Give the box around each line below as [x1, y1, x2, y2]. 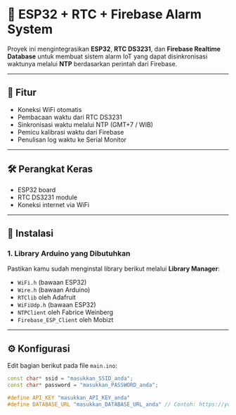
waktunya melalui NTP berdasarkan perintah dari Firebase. [7, 59, 178, 68]
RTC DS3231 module [17, 193, 78, 202]
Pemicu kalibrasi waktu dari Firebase [17, 128, 124, 136]
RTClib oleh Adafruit [17, 293, 76, 302]
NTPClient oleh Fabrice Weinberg [17, 308, 114, 316]
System [7, 21, 53, 37]
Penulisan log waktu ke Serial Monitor [17, 135, 127, 144]
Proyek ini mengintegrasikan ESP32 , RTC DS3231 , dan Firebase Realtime [7, 44, 221, 53]
